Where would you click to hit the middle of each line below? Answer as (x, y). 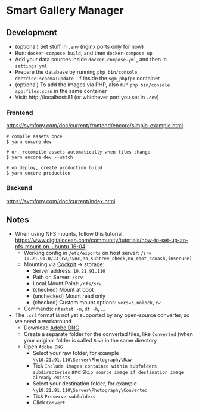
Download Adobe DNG (52, 328)
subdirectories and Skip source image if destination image (108, 372)
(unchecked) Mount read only (69, 296)
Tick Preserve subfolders (64, 396)
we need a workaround (43, 322)
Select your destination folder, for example (85, 384)
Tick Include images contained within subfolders (95, 366)
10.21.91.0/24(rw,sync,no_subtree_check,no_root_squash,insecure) (108, 259)
